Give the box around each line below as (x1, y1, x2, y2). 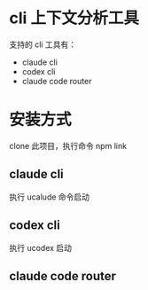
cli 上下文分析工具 (9, 8, 140, 28)
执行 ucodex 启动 (9, 242, 73, 253)
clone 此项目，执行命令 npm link (9, 140, 127, 151)
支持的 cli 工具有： (9, 39, 77, 50)
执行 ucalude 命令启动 (9, 192, 90, 202)
